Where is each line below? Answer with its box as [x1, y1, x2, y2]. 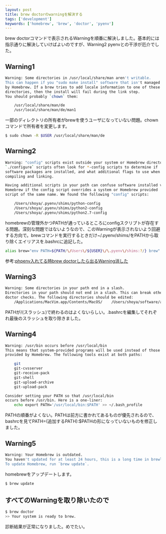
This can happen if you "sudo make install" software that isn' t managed [5, 80, 161, 85]
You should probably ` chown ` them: [5, 94, 79, 99]
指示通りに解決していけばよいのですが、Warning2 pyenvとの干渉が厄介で [5, 42, 155, 48]
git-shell [14, 375, 35, 380]
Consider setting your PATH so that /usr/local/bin [5, 393, 114, 398]
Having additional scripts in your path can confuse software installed [5, 183, 158, 188]
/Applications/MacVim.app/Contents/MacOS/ [14, 299, 103, 304]
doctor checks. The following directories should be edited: [5, 295, 134, 300]
